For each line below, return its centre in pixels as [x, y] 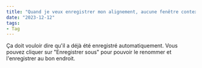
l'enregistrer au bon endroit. [41, 58]
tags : [13, 23]
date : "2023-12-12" [31, 17]
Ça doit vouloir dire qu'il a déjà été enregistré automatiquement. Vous [92, 46]
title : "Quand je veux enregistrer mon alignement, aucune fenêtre [93, 12]
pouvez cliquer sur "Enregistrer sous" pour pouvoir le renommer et [89, 52]
